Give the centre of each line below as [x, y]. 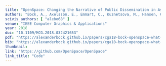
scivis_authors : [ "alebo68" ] [37, 19]
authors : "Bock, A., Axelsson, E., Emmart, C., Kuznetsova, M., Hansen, [82, 14]
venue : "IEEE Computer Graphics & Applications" [56, 24]
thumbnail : [16, 47]
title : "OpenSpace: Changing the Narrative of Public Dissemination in [80, 10]
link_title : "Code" [25, 56]
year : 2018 [16, 28]
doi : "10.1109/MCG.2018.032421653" [42, 33]
